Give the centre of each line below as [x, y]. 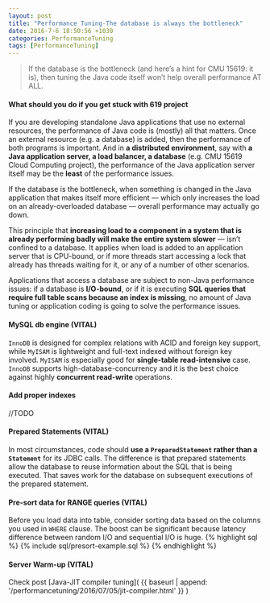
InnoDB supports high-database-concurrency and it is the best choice [124, 368]
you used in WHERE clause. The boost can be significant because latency [127, 529]
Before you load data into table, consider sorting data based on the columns [135, 520]
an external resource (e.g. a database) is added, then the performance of [130, 139]
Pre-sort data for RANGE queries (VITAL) [78, 502]
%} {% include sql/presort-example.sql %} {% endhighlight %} [113, 546]
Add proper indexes [42, 395]
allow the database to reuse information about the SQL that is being [120, 466]
